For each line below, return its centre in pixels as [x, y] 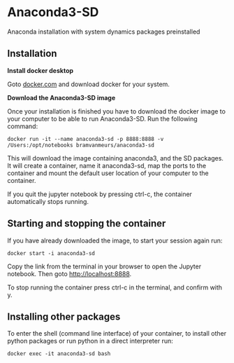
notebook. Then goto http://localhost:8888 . [70, 273]
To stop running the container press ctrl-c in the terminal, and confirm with [115, 287]
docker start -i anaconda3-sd [51, 253]
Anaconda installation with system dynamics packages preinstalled [104, 32]
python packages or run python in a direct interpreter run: [90, 341]
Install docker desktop [41, 70]
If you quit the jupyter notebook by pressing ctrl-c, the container [100, 194]
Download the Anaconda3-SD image [61, 97]
